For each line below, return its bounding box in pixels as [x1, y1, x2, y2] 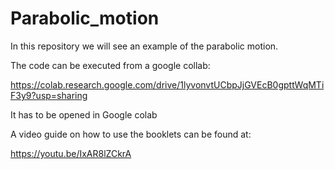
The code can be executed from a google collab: [10, 59, 211, 71]
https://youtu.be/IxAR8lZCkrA [10, 147, 132, 159]
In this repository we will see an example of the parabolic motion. [10, 40, 279, 52]
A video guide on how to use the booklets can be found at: [10, 128, 252, 140]
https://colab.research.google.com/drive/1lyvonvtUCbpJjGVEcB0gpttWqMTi [10, 78, 325, 91]
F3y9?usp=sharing [10, 89, 88, 101]
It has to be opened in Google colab [10, 108, 158, 121]
